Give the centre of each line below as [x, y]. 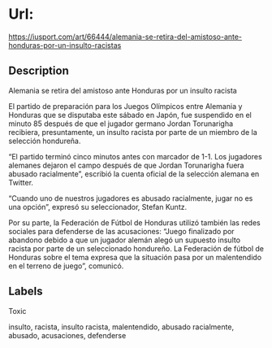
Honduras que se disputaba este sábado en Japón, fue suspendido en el [130, 115]
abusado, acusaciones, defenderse [67, 335]
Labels [26, 291]
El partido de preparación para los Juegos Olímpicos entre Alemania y [125, 106]
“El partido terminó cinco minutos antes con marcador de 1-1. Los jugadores [135, 156]
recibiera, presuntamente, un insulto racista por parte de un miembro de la [133, 132]
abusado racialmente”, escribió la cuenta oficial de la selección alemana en [134, 174]
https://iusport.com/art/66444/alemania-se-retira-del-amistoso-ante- [125, 37]
